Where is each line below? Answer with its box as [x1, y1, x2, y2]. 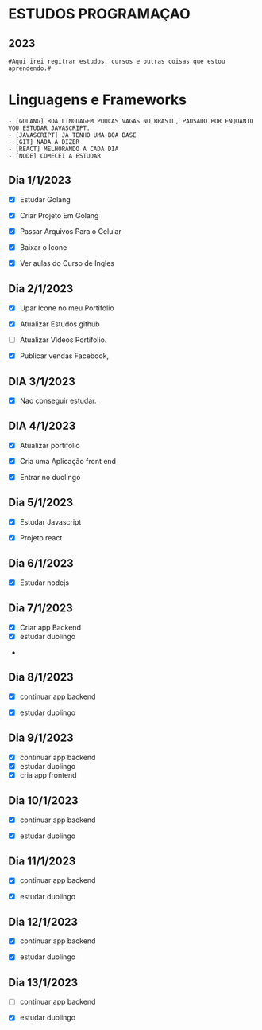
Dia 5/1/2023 [8, 496, 74, 509]
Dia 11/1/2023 [8, 855, 76, 868]
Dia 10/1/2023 [8, 794, 79, 808]
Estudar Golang [19, 194, 71, 204]
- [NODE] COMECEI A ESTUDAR [8, 152, 102, 160]
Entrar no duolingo [19, 472, 81, 482]
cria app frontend [19, 770, 77, 780]
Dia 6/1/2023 [8, 556, 74, 570]
